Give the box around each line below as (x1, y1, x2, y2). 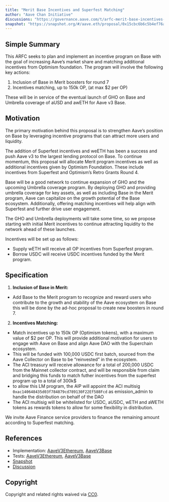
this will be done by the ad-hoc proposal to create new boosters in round (12, 305, 164, 311)
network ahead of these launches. (5, 226, 76, 232)
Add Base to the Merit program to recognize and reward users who (12, 294, 152, 300)
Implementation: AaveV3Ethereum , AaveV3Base (12, 447, 112, 453)
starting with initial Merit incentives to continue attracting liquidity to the (5, 221, 154, 227)
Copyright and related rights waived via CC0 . (5, 491, 99, 497)
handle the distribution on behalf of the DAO (12, 393, 104, 400)
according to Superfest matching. (5, 420, 75, 426)
